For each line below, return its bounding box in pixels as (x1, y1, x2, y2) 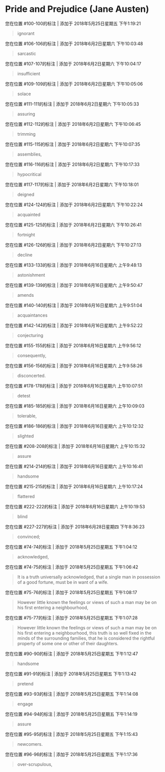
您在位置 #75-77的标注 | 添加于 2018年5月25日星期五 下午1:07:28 (5, 614, 138, 620)
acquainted (17, 212, 41, 218)
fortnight (17, 231, 36, 237)
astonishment (17, 272, 46, 278)
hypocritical (17, 171, 42, 177)
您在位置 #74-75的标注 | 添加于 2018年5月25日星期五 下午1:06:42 (5, 564, 139, 570)
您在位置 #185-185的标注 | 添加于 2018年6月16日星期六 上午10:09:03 (5, 403, 145, 409)
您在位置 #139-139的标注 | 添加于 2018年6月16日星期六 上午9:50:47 (5, 282, 143, 288)
